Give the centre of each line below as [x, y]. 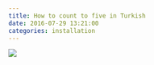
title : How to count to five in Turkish [77, 16]
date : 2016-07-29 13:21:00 [54, 23]
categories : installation [52, 30]
